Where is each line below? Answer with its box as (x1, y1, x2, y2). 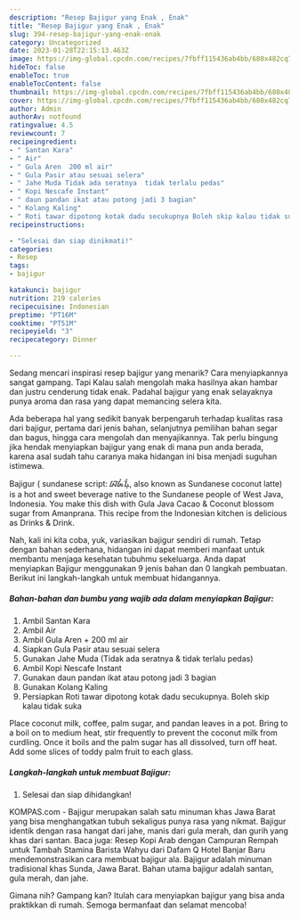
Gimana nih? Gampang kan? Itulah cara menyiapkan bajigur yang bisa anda (9, 890, 285, 900)
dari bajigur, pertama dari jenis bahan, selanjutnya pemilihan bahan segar (9, 423, 278, 433)
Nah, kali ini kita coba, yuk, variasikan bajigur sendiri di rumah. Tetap (9, 535, 261, 545)
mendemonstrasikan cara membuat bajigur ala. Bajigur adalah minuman (9, 853, 272, 865)
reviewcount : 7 (9, 129, 66, 138)
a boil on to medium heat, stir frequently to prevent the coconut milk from (9, 727, 278, 738)
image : (9, 54, 34, 63)
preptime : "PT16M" (9, 310, 77, 319)
